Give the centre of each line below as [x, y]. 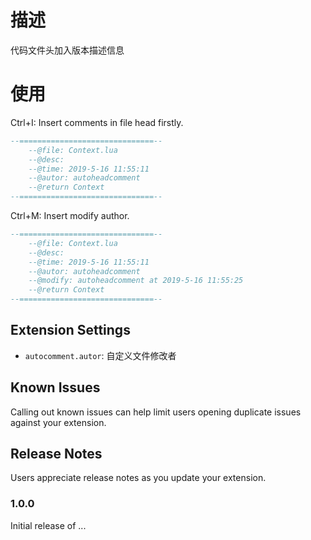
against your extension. [58, 422]
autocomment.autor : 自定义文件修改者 [100, 355]
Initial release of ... [48, 525]
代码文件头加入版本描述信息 [67, 50]
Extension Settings [70, 330]
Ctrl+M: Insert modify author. [70, 215]
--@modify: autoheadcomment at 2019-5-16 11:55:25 [136, 281]
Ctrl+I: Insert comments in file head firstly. [97, 122]
